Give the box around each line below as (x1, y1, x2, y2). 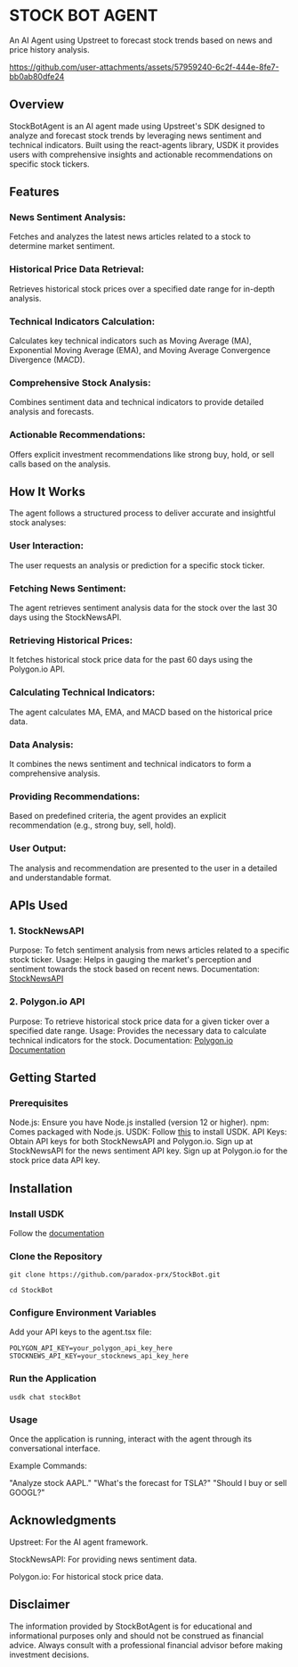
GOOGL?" (9, 1487, 45, 1498)
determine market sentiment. (9, 241, 116, 252)
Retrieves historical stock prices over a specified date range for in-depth (9, 283, 276, 294)
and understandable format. (9, 871, 112, 883)
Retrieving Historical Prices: (9, 634, 133, 647)
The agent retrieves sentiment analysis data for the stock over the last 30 (9, 603, 278, 614)
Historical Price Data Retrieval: (9, 263, 145, 276)
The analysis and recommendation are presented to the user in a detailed (9, 862, 278, 873)
